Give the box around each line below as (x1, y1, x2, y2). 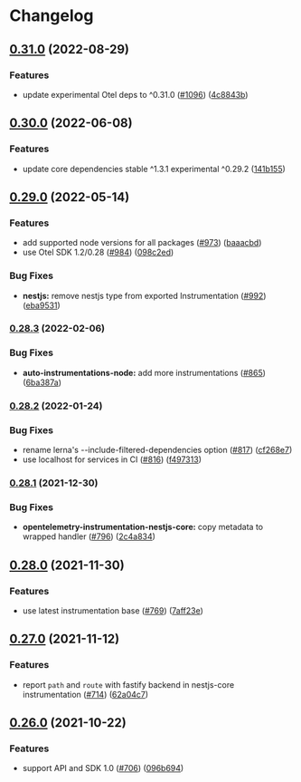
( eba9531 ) (22, 300, 61, 311)
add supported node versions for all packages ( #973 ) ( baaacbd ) (22, 237, 262, 248)
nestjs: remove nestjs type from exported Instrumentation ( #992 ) (22, 290, 267, 301)
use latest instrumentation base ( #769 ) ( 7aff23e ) (22, 604, 203, 616)
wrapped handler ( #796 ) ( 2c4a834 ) (22, 531, 156, 542)
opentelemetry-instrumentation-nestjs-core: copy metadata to (22, 522, 264, 533)
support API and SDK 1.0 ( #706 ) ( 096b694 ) (22, 763, 184, 774)
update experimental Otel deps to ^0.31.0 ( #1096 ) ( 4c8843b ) (22, 89, 249, 100)
